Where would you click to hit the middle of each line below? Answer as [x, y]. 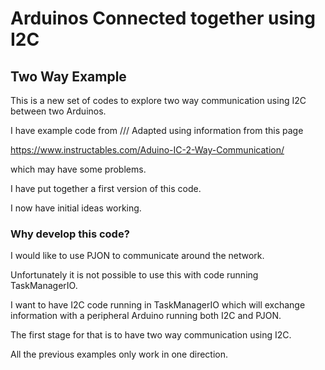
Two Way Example [68, 76]
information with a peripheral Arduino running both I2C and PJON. [146, 316]
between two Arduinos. [58, 111]
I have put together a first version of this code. [106, 188]
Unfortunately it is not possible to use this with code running [134, 275]
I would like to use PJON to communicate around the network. [137, 256]
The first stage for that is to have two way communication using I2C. [151, 335]
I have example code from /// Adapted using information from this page [157, 130]
